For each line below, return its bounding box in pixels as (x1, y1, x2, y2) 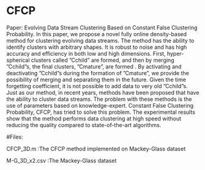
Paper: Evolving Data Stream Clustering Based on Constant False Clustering (6, 24, 198, 31)
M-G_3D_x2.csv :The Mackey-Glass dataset (6, 157, 117, 164)
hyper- (166, 50, 184, 57)
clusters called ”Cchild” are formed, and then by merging (31, 56, 174, 64)
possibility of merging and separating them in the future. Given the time (6, 76, 187, 83)
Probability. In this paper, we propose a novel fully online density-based (6, 30, 187, 37)
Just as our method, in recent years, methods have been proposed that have (6, 89, 199, 96)
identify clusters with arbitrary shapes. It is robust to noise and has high (6, 43, 187, 51)
